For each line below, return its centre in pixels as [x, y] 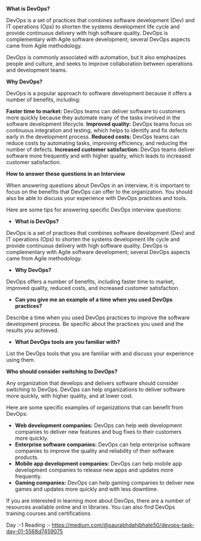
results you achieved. [33, 330]
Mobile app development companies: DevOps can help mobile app [98, 463]
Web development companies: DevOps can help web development [98, 425]
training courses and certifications [48, 513]
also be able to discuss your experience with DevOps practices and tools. [97, 198]
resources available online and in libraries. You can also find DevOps [91, 507]
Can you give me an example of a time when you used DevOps [94, 300]
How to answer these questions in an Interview [66, 174]
